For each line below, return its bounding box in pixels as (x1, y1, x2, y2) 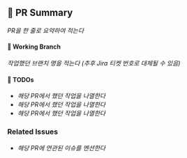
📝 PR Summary (7, 7, 73, 19)
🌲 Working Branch (7, 42, 61, 51)
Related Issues (7, 127, 58, 136)
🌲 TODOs (7, 75, 34, 84)
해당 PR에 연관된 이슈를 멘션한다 (17, 143, 106, 152)
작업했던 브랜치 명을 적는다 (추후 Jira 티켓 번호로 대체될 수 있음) (7, 59, 181, 68)
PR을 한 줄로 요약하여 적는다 (7, 26, 84, 35)
